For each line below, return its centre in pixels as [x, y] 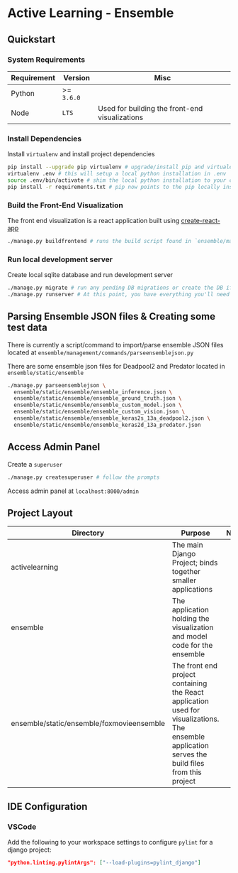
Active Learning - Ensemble [91, 13]
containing [189, 683]
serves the [189, 754]
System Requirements [46, 60]
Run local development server [60, 259]
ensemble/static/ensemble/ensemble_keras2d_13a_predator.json [107, 425]
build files [188, 764]
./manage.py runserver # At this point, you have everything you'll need [119, 295]
